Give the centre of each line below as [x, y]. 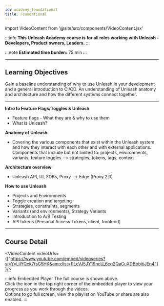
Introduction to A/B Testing [39, 216]
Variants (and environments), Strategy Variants [59, 212]
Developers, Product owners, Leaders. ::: [47, 43]
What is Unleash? [30, 123]
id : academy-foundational [31, 10]
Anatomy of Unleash [26, 133]
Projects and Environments [39, 196]
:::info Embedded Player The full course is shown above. [62, 279]
